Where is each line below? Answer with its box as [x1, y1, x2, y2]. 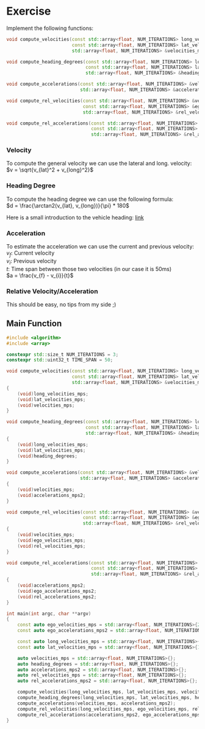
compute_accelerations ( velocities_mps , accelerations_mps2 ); [17, 700, 176, 706]
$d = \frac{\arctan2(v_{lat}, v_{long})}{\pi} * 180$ [6, 201, 130, 209]
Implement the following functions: [6, 24, 93, 32]
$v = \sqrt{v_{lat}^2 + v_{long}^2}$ [6, 166, 94, 173]
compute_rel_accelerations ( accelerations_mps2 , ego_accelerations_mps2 [17, 711, 203, 718]
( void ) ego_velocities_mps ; [17, 537, 86, 543]
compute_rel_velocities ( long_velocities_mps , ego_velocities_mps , [17, 706, 190, 712]
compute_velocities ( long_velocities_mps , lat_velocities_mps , [17, 689, 179, 695]
